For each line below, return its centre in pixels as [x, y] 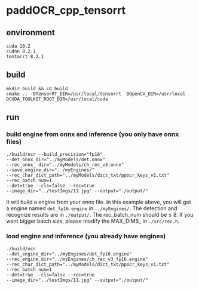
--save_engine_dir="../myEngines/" [50, 170]
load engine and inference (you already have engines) [86, 236]
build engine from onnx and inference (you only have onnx [93, 134]
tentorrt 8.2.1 [25, 57]
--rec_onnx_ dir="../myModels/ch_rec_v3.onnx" [65, 165]
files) [14, 142]
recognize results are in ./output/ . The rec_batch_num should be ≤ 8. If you [100, 214]
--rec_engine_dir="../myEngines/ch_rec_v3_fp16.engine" [77, 259]
